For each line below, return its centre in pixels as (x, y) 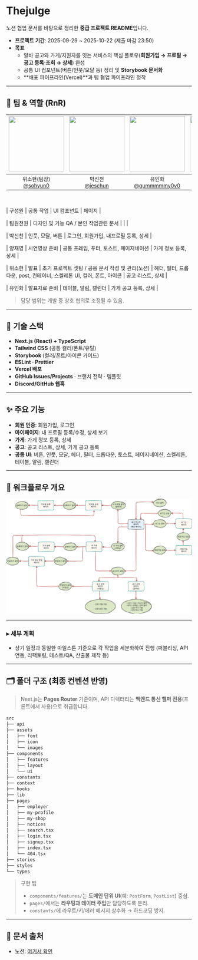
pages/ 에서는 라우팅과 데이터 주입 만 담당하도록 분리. (89, 903)
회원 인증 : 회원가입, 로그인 (44, 425)
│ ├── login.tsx (29, 836)
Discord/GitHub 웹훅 (39, 384)
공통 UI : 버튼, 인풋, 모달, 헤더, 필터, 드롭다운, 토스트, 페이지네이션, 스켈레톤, (101, 454)
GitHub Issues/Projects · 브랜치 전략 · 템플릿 (68, 376)
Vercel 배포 (28, 369)
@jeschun (97, 185)
